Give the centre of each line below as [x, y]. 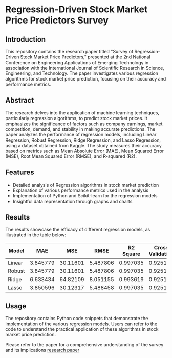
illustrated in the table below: [36, 235]
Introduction [26, 39]
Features [20, 173]
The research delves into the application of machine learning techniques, [82, 113]
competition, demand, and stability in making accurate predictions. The [80, 129]
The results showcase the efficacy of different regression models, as [78, 230]
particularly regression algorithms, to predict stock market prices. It [76, 118]
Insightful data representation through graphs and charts [72, 201]
